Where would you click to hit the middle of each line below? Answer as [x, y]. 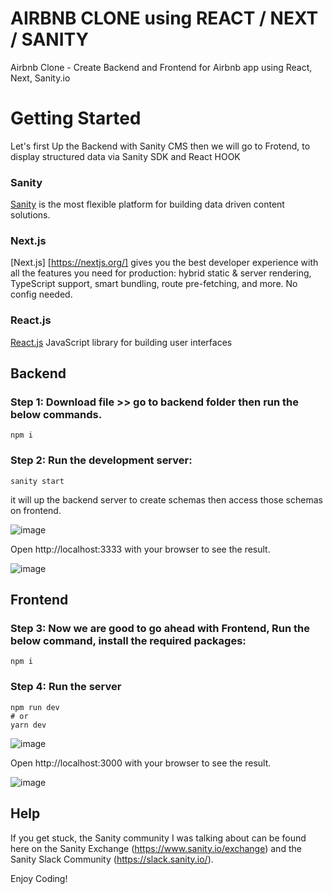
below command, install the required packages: [128, 641]
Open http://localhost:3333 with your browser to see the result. [140, 549]
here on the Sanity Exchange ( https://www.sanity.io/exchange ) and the [156, 848]
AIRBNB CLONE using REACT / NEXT [164, 18]
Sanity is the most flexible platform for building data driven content [147, 204]
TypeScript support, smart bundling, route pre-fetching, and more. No [154, 284]
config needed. [41, 294]
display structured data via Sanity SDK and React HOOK [125, 156]
